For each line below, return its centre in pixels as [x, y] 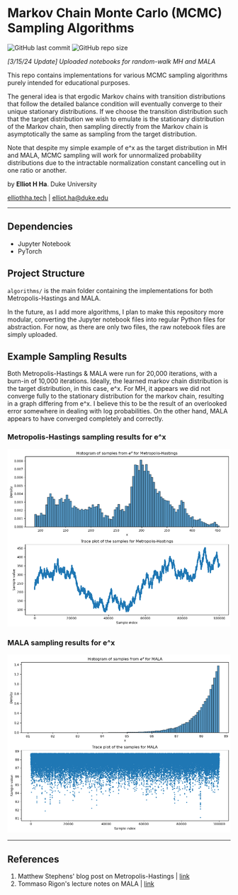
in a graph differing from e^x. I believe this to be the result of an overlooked [117, 404]
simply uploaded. [33, 334]
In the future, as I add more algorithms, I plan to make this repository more [116, 312]
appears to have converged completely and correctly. [86, 418]
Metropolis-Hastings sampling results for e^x [87, 437]
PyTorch [30, 251]
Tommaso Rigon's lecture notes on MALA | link [86, 884]
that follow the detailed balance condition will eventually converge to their [115, 103]
